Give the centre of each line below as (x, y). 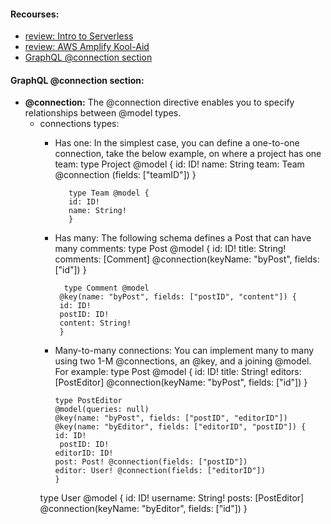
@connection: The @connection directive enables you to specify (159, 102)
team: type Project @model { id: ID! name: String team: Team (179, 164)
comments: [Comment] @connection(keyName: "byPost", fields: (187, 259)
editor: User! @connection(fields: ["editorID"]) (160, 471)
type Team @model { (109, 193)
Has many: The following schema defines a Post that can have (183, 238)
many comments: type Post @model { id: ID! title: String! (170, 249)
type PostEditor (88, 401)
